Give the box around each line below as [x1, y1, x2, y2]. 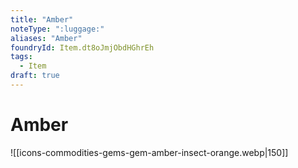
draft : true [10, 71, 60, 81]
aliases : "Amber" [10, 33, 83, 43]
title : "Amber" [10, 14, 74, 25]
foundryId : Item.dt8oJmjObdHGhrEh [10, 42, 155, 53]
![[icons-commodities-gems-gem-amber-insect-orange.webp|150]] [10, 146, 289, 158]
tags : [10, 52, 33, 62]
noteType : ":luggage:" [10, 24, 105, 34]
